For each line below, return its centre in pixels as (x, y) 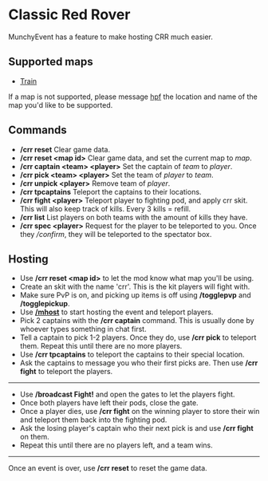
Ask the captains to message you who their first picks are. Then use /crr (139, 363)
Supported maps (51, 62)
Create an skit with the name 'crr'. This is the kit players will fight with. (135, 287)
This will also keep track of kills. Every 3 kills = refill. (105, 208)
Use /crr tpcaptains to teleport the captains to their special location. (132, 355)
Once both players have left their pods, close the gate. (109, 403)
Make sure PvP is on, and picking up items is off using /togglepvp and (135, 295)
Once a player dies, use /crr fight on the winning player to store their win (140, 412)
